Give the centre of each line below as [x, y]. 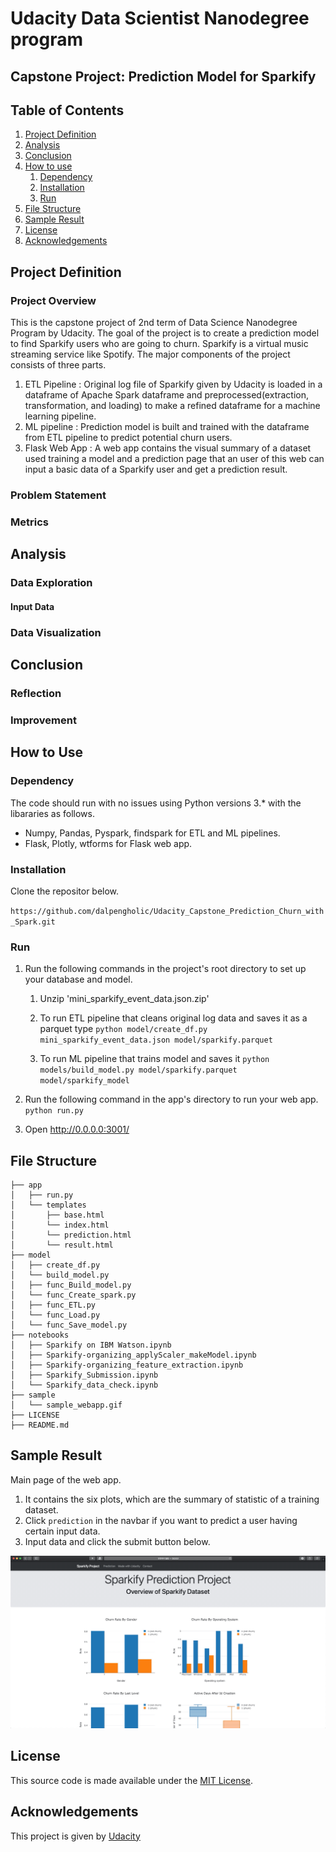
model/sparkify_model [84, 1081]
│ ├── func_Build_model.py [71, 1285]
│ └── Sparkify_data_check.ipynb [84, 1385]
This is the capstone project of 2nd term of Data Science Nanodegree [154, 323]
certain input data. [62, 1531]
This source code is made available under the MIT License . [132, 1780]
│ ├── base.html [57, 1215]
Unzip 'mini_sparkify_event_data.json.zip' [124, 999]
